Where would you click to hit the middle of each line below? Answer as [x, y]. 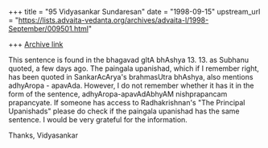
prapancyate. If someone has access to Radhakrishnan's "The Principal [127, 103]
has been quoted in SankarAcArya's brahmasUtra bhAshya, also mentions [131, 77]
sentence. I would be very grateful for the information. [98, 119]
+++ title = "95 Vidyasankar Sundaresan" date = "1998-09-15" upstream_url [134, 12]
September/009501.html [48, 29]
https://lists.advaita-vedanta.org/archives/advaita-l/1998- [113, 20]
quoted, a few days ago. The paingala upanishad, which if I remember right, [134, 68]
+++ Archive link [36, 44]
